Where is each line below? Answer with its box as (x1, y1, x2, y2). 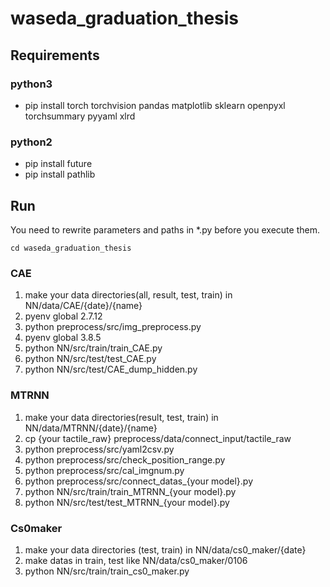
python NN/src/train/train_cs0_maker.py (24, 565, 190, 577)
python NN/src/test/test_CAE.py (24, 353, 157, 365)
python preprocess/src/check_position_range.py (24, 453, 226, 466)
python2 (10, 135, 53, 149)
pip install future (24, 158, 93, 170)
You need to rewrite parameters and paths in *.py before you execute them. (10, 223, 320, 236)
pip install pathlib (24, 168, 96, 181)
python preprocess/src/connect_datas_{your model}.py (24, 475, 254, 487)
